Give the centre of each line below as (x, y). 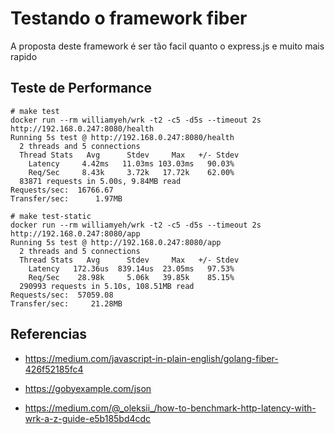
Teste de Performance (81, 88)
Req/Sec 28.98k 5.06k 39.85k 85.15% (131, 277)
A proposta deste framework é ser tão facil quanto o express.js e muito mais (167, 46)
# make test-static (51, 216)
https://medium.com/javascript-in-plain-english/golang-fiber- (151, 358)
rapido (24, 56)
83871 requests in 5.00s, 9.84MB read (100, 181)
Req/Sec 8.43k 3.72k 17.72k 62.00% (131, 172)
